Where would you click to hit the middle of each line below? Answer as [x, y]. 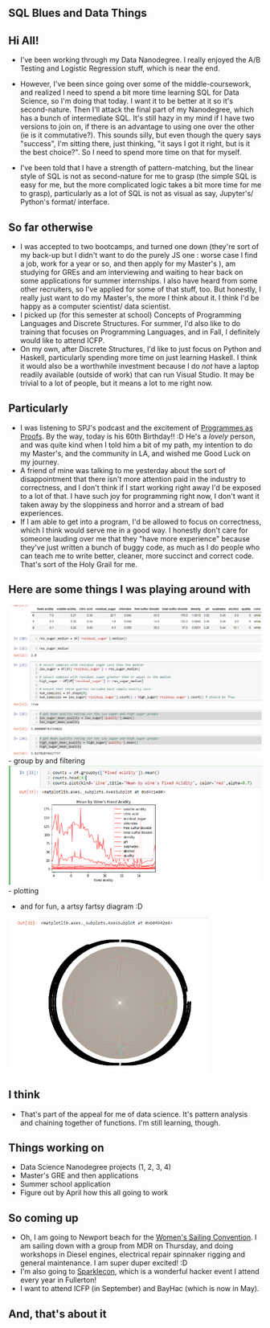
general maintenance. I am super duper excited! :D [104, 1263]
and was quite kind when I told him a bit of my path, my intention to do [136, 444]
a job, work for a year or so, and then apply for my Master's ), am [128, 264]
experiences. [41, 513]
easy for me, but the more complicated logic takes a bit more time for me [141, 185]
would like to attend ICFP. [62, 341]
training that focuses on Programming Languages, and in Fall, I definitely [140, 332]
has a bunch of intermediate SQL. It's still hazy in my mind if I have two [137, 118]
